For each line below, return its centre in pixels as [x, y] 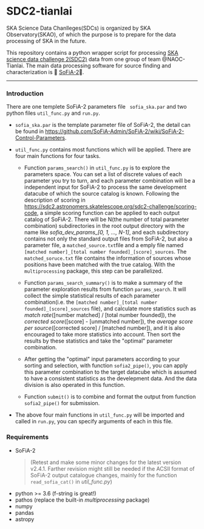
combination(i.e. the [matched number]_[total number [91, 302]
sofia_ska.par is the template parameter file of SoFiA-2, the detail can [103, 125]
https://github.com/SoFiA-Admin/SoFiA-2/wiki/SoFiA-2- [115, 131]
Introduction [25, 94]
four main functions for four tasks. [58, 156]
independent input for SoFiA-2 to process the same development [105, 187]
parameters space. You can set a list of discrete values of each [103, 174]
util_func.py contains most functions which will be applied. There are [103, 149]
